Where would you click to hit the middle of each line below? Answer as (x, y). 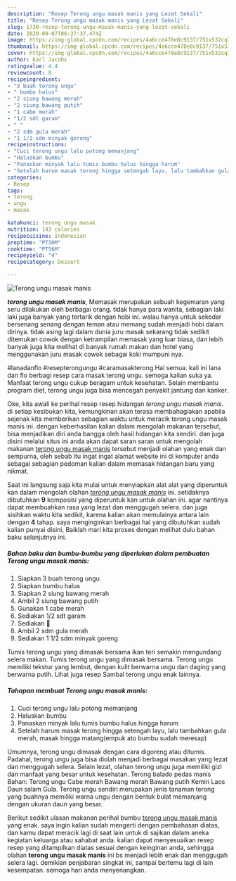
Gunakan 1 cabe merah (51, 608)
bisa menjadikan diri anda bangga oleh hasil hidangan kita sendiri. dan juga (116, 434)
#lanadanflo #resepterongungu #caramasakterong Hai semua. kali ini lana (114, 368)
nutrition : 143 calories (44, 229)
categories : (25, 177)
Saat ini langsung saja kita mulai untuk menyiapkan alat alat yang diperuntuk (118, 485)
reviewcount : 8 (29, 72)
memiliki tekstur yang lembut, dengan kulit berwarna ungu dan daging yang (117, 666)
